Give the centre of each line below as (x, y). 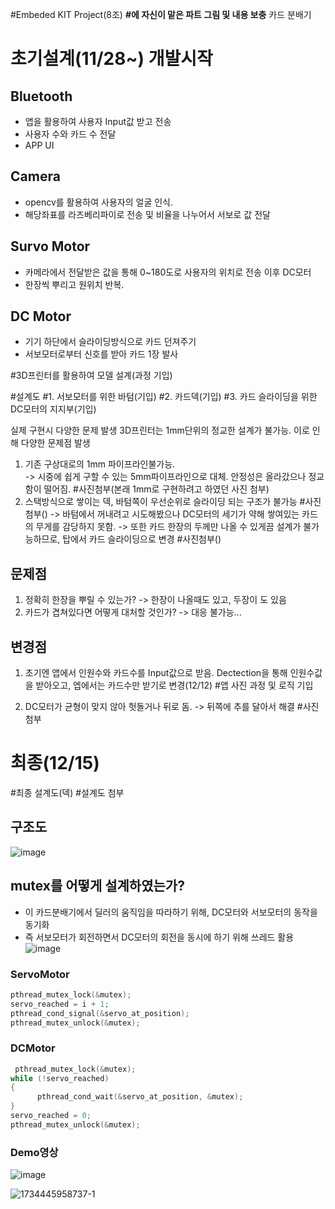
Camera (35, 176)
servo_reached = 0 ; (51, 1116)
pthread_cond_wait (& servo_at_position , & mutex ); (140, 1097)
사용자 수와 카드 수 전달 (70, 134)
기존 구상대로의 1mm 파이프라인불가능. (100, 464)
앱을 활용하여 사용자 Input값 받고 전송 (98, 121)
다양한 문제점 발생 (55, 443)
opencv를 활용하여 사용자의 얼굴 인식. (99, 202)
